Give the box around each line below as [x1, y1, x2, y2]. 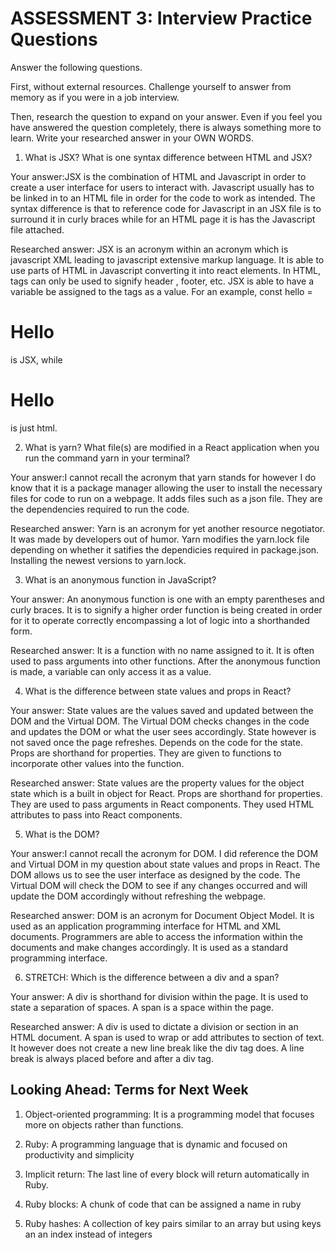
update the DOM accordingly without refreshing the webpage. [10, 890, 267, 902]
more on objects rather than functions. [24, 1118, 184, 1131]
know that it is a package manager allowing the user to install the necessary [10, 482, 323, 494]
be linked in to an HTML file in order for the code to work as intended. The [10, 192, 316, 204]
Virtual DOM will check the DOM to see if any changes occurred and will [10, 879, 308, 891]
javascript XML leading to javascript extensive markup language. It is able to [10, 253, 325, 266]
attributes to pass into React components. [10, 808, 183, 821]
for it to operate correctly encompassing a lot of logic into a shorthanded [10, 614, 310, 626]
